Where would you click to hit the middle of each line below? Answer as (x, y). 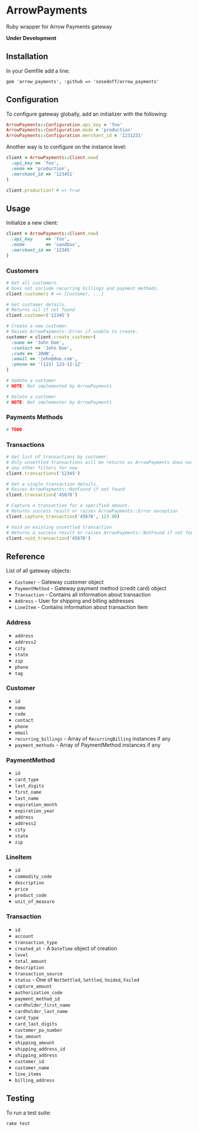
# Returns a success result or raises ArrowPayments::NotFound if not (95, 532)
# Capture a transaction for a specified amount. (68, 506)
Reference (26, 556)
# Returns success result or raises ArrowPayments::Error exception (92, 511)
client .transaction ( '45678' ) (42, 495)
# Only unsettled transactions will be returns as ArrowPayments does (95, 462)
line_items (28, 1074)
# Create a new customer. (38, 326)
